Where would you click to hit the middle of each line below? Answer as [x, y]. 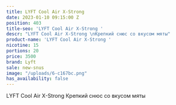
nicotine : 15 [23, 46]
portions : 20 [23, 51]
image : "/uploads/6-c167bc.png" [47, 73]
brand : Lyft [21, 62]
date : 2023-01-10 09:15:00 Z [43, 17]
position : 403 [24, 23]
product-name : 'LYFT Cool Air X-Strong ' [59, 40]
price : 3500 [21, 56]
